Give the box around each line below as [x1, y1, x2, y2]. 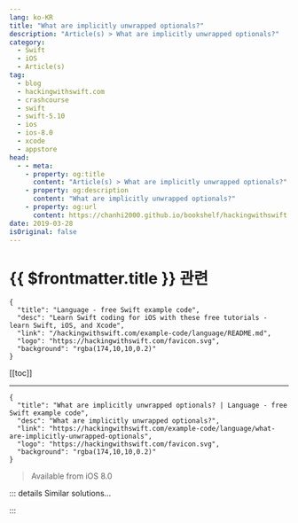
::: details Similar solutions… [9, 488, 112, 499]
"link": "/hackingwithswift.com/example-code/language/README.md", [17, 329, 272, 338]
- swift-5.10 [17, 112, 66, 121]
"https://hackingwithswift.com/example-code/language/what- [48, 425, 276, 433]
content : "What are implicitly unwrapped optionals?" [32, 194, 237, 204]
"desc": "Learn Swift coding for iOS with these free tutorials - [17, 314, 268, 323]
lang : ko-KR [9, 12, 53, 22]
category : [9, 37, 46, 47]
